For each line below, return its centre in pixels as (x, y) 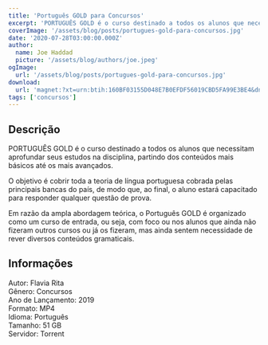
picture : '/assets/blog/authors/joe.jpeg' (87, 61)
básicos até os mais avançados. (61, 166)
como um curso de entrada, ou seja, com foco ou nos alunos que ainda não (132, 222)
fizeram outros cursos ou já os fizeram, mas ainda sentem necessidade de (130, 230)
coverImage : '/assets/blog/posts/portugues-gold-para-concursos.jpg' (126, 30)
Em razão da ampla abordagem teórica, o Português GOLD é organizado (127, 214)
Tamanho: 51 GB (35, 325)
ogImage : (23, 68)
